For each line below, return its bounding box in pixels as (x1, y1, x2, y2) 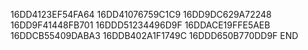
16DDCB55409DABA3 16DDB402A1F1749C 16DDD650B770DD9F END (10, 30, 299, 41)
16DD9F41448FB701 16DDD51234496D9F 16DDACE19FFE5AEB (10, 19, 271, 31)
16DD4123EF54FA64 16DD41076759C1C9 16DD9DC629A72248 (10, 9, 272, 20)
